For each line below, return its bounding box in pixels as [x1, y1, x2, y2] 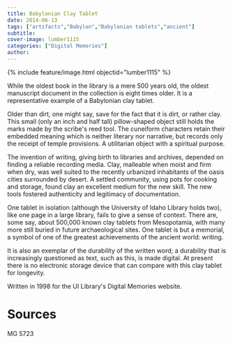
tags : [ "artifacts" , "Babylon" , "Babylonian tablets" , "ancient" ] [7, 23, 195, 30]
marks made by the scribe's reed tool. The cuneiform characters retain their [7, 125, 225, 133]
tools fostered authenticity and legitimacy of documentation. [7, 189, 181, 198]
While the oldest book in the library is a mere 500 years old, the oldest [7, 81, 209, 90]
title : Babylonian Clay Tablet [7, 10, 98, 17]
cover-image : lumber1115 [7, 36, 80, 43]
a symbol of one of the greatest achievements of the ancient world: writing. [7, 232, 224, 241]
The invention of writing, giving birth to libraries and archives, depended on [7, 152, 224, 161]
